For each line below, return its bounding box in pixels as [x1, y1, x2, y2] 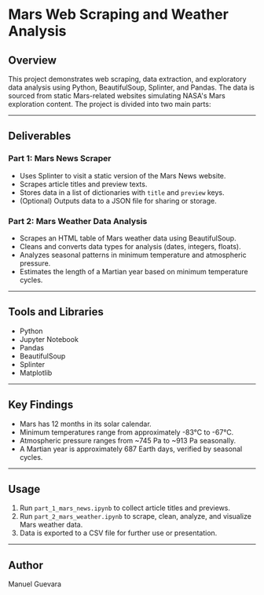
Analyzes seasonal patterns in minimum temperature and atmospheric [19, 250, 247, 259]
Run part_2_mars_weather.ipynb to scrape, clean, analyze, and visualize [19, 512, 251, 521]
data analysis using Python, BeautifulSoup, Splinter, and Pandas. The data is [8, 83, 255, 92]
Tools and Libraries [8, 305, 104, 319]
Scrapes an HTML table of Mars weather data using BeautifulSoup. [19, 233, 237, 243]
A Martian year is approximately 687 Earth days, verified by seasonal [19, 444, 243, 454]
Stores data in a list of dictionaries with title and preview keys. [19, 187, 225, 197]
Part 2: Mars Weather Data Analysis [8, 215, 148, 226]
